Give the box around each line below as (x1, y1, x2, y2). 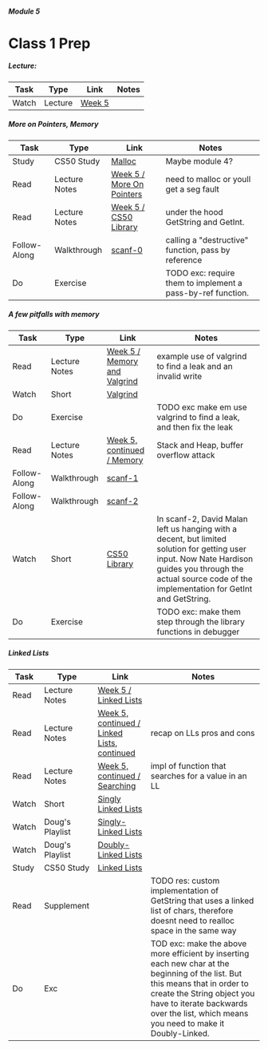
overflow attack (156, 449, 215, 461)
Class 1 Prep (8, 34, 91, 52)
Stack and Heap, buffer (156, 439, 244, 450)
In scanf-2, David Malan (156, 513, 249, 524)
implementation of (150, 885, 219, 896)
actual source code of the (156, 573, 253, 584)
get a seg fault (165, 184, 219, 195)
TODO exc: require (165, 267, 235, 279)
